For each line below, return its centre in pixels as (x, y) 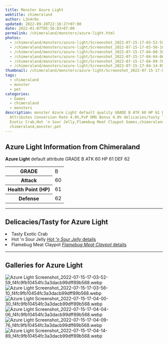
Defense (29, 199)
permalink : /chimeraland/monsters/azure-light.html (60, 33)
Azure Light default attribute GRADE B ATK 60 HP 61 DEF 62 (67, 159)
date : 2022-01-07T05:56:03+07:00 (40, 29)
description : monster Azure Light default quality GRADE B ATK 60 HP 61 (82, 113)
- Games (18, 98)
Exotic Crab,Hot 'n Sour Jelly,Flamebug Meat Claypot (67, 122)
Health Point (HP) (29, 190)
